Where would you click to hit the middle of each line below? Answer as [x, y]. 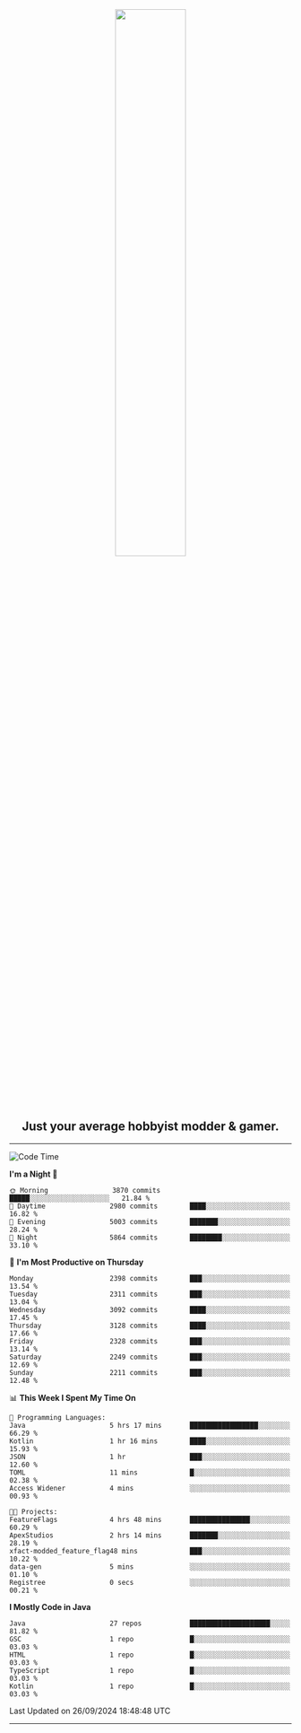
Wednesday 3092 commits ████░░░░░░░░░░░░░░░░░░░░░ [150, 1309]
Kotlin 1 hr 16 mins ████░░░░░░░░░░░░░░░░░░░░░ [150, 1441]
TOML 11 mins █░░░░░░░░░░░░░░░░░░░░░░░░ [150, 1472]
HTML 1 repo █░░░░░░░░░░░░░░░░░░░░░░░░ [150, 1655]
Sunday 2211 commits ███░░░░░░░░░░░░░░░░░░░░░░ [150, 1372]
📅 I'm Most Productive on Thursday [77, 1262]
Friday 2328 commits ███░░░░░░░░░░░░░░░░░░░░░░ [150, 1341]
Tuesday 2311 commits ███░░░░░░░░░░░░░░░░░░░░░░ [150, 1294]
